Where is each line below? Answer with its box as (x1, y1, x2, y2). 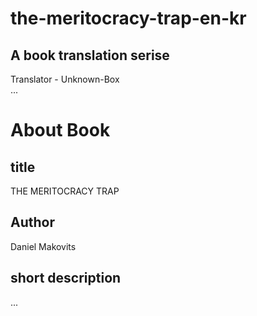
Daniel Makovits (10, 240, 77, 252)
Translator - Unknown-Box (10, 73, 120, 85)
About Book (10, 119, 111, 142)
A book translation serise (10, 47, 170, 64)
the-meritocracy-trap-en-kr (10, 7, 247, 30)
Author (10, 214, 55, 231)
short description (10, 270, 122, 287)
